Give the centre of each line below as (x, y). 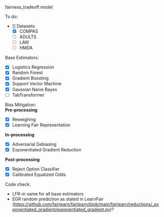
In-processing (20, 135)
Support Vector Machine (37, 84)
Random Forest (27, 72)
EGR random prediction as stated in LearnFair (58, 199)
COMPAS (29, 31)
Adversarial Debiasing (34, 144)
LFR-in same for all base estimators (48, 194)
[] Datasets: (24, 26)
